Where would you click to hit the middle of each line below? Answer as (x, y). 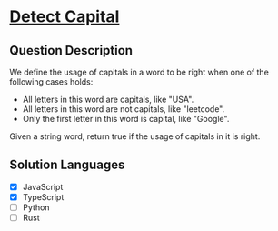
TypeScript (43, 196)
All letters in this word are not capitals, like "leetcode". (124, 109)
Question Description (71, 50)
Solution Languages (67, 165)
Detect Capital (65, 17)
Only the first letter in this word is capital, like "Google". (126, 119)
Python (36, 207)
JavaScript (43, 186)
